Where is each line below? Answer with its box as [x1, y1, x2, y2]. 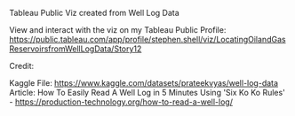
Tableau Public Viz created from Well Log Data [9, 8, 179, 18]
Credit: [9, 61, 35, 71]
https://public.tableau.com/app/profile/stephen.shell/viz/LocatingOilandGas [9, 35, 286, 44]
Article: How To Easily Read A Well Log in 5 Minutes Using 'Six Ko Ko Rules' [9, 88, 286, 97]
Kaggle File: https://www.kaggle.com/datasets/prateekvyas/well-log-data [9, 78, 278, 88]
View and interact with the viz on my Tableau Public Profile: [9, 25, 227, 35]
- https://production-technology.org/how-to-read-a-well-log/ [9, 97, 234, 107]
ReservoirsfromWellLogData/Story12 [9, 43, 142, 54]
